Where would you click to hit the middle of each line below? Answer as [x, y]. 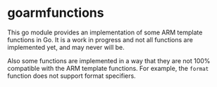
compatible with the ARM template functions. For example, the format [108, 68]
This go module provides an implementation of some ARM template [105, 32]
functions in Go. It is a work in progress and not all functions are [100, 39]
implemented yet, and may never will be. [66, 47]
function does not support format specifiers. [72, 76]
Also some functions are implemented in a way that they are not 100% [109, 60]
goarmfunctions [56, 13]
